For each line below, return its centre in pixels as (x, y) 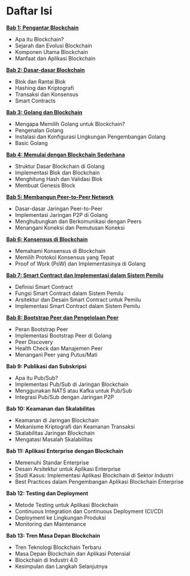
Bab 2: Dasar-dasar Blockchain (46, 70)
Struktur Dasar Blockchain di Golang (60, 166)
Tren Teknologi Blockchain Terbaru (58, 547)
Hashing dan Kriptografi (44, 88)
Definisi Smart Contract (44, 287)
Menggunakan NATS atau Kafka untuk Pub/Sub (73, 390)
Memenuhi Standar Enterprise (52, 462)
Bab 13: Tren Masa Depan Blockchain (53, 535)
